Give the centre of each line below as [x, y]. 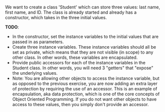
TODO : [12, 27]
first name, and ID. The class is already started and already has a [71, 12]
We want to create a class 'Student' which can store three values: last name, [83, 7]
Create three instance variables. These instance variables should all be [84, 47]
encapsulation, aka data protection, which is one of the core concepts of [86, 94]
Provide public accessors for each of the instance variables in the [79, 63]
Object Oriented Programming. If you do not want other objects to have [84, 99]
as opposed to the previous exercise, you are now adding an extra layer [85, 84]
